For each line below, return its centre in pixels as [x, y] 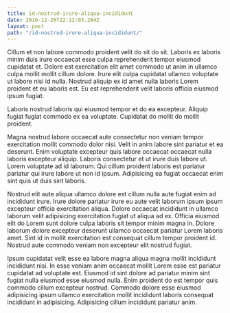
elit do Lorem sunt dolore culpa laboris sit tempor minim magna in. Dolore [111, 223]
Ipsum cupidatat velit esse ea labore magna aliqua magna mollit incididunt [112, 259]
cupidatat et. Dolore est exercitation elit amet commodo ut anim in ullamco [112, 67]
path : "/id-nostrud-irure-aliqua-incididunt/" [75, 33]
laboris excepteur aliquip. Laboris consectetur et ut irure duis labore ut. [107, 159]
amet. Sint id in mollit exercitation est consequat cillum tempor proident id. [112, 238]
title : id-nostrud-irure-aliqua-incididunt [70, 13]
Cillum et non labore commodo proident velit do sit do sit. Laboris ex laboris [114, 52]
